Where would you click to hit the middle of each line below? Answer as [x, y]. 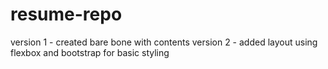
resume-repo [66, 14]
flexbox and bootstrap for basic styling [90, 52]
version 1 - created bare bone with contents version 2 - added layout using [164, 42]
